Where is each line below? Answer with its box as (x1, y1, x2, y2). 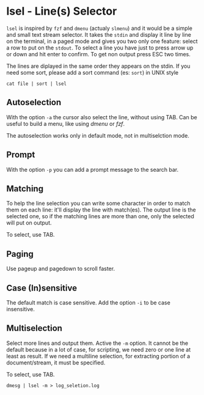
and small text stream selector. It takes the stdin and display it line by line (6, 31, 191, 38)
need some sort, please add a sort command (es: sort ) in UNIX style (6, 68, 179, 76)
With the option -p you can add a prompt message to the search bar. (6, 166, 179, 173)
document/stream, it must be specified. (6, 359, 106, 366)
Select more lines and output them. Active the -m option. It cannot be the (6, 339, 188, 347)
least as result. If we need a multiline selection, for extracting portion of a (6, 352, 191, 360)
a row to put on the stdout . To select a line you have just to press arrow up (6, 44, 194, 51)
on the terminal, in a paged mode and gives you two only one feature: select (6, 37, 198, 45)
